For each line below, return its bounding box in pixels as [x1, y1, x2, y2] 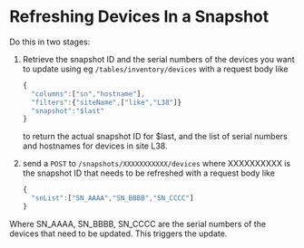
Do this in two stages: [9, 36, 91, 47]
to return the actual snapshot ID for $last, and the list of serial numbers [22, 131, 288, 142]
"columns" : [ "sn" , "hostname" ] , [31, 89, 145, 99]
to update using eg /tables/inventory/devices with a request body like [22, 63, 289, 74]
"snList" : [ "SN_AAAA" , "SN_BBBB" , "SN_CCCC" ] [31, 194, 194, 203]
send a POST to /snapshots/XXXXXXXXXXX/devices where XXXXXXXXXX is [22, 158, 291, 169]
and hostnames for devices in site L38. [22, 140, 168, 151]
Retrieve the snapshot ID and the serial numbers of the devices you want [22, 53, 295, 64]
